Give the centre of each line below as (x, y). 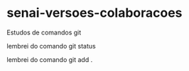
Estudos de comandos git (44, 32)
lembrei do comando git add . (50, 59)
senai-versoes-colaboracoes (94, 13)
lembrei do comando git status (52, 46)
